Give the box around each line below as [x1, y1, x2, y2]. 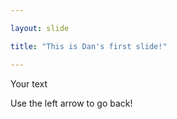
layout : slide [10, 23, 70, 33]
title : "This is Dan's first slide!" [10, 41, 168, 51]
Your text [10, 77, 48, 90]
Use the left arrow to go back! [10, 97, 133, 109]
